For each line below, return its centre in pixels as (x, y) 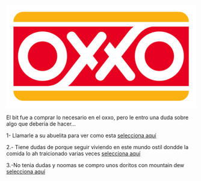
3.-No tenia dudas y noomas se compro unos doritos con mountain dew (95, 165)
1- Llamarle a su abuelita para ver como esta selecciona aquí (81, 135)
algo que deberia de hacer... (41, 124)
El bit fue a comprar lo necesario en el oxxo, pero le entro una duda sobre (97, 117)
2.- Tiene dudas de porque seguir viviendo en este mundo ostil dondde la (97, 147)
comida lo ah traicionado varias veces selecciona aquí (73, 153)
